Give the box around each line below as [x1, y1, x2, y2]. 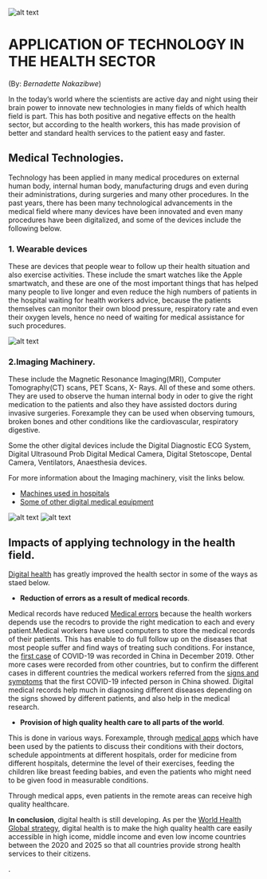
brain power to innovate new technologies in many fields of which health [8, 102, 247, 112]
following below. [8, 224, 62, 233]
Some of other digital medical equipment [19, 497, 154, 507]
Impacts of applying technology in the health [8, 536, 236, 549]
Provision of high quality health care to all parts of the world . [19, 718, 225, 727]
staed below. [8, 578, 50, 588]
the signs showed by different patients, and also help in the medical [8, 694, 230, 703]
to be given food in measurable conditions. [8, 775, 149, 786]
